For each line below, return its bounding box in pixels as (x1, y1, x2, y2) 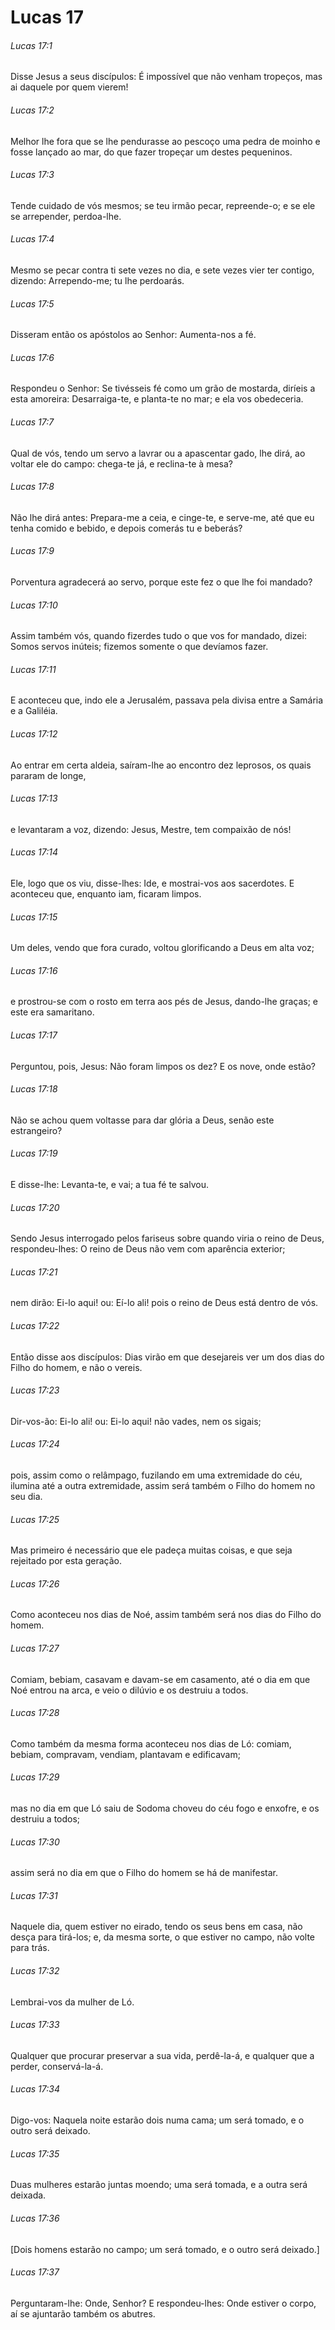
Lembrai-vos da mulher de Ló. (10, 1996, 135, 2008)
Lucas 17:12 (10, 728, 58, 740)
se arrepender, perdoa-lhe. (10, 210, 122, 222)
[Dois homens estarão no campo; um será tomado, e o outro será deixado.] (10, 2243, 320, 2255)
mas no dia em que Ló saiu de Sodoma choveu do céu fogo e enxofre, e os (10, 1802, 320, 1815)
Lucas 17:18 (10, 1083, 58, 1095)
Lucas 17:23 (10, 1384, 60, 1396)
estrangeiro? (10, 1124, 63, 1136)
